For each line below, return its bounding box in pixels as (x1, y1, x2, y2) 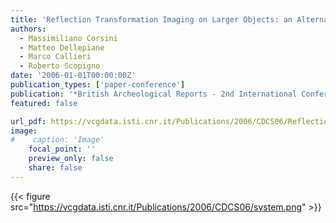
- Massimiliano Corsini (19, 33, 118, 43)
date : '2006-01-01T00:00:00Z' (10, 71, 137, 81)
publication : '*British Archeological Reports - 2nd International (10, 89, 298, 99)
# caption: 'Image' (10, 135, 105, 145)
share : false (28, 163, 83, 173)
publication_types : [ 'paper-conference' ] (10, 80, 186, 90)
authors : (10, 24, 47, 34)
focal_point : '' (28, 144, 97, 155)
